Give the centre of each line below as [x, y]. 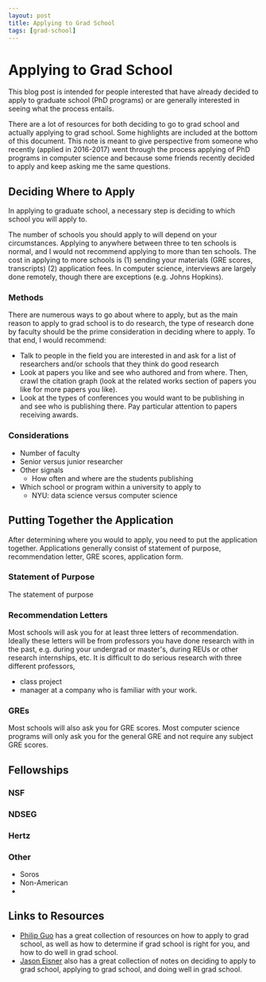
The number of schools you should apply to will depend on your [113, 235]
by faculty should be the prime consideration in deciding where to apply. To [132, 332]
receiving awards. [49, 415]
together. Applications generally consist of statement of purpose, [115, 548]
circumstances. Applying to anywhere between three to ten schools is [122, 243]
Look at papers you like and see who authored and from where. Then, [134, 373]
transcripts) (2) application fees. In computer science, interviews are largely [132, 268]
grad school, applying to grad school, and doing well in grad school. [131, 969]
